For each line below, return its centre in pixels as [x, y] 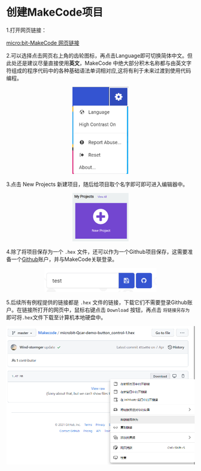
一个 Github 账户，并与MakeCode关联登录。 [64, 259]
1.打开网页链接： [26, 30]
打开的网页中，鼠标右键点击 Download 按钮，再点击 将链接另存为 [114, 310]
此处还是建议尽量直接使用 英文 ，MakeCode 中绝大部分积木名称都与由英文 [96, 63]
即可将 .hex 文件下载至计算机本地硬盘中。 [56, 317]
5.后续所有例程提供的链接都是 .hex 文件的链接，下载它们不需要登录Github [97, 302]
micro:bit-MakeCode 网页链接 [43, 43]
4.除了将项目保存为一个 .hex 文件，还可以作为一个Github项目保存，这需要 [97, 251]
